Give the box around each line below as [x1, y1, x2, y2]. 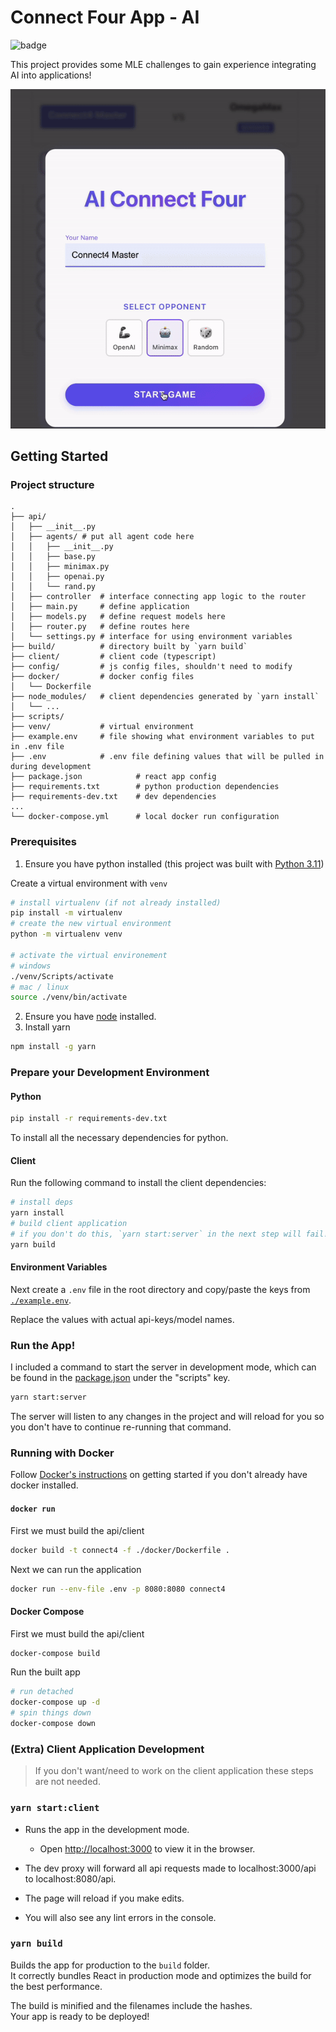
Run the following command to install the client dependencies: [10, 1177, 267, 1189]
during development [10, 762, 92, 772]
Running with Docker [10, 1446, 115, 1460]
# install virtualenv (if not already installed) [10, 897, 222, 908]
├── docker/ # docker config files [10, 672, 195, 682]
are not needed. [34, 1776, 101, 1788]
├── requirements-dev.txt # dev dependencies [10, 792, 217, 802]
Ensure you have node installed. [24, 1011, 157, 1023]
